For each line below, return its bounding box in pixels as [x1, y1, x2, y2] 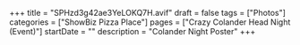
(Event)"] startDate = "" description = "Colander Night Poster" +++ [9, 26, 256, 36]
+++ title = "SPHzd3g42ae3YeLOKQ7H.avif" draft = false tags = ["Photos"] [9, 8, 287, 18]
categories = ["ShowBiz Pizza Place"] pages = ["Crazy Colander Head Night [9, 17, 291, 27]
